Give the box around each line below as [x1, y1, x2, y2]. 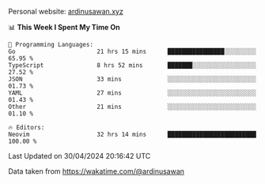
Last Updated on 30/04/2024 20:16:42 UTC [8, 152, 151, 160]
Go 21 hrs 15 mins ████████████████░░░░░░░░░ [8, 47, 257, 55]
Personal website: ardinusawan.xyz [8, 7, 124, 16]
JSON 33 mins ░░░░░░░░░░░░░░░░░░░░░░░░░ [8, 75, 257, 83]
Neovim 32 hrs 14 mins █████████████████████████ [8, 130, 257, 138]
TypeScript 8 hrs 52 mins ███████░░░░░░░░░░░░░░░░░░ [8, 62, 257, 69]
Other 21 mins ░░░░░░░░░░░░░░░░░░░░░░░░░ [8, 103, 257, 111]
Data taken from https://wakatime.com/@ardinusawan [8, 167, 184, 176]
